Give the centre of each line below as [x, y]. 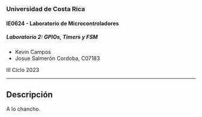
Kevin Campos [33, 52]
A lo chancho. [23, 109]
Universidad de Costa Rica [46, 9]
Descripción [29, 94]
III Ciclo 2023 [23, 70]
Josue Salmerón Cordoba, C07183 [57, 58]
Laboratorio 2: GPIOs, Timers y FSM [52, 37]
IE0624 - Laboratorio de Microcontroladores [63, 23]
